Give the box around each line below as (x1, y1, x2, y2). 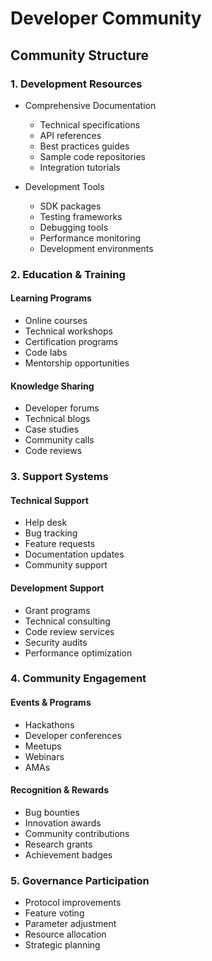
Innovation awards (24, 817, 102, 829)
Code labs (24, 347, 68, 358)
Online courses (24, 315, 88, 326)
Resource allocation (24, 928, 107, 941)
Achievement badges (24, 848, 113, 861)
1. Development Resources (10, 77, 143, 91)
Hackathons (24, 718, 75, 731)
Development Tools (24, 180, 105, 192)
